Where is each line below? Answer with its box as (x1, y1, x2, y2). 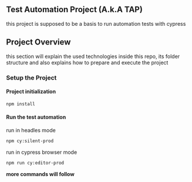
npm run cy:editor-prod (6, 160, 65, 166)
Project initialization (6, 88, 56, 95)
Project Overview (6, 37, 71, 47)
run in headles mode (6, 126, 56, 133)
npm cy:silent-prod (6, 138, 54, 144)
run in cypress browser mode (6, 149, 78, 156)
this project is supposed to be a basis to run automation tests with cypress (6, 20, 186, 27)
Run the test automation (6, 114, 66, 121)
